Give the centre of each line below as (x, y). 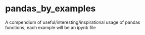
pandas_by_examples (50, 9)
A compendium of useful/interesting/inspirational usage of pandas (73, 22)
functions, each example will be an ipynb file (50, 27)
